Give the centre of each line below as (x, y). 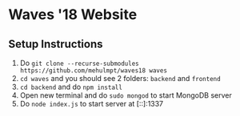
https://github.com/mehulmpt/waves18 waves (94, 71)
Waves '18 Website (73, 15)
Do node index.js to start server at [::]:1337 (92, 104)
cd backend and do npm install (71, 87)
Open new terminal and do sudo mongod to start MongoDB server (126, 95)
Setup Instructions (56, 44)
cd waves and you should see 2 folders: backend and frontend (120, 78)
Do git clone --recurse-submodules (79, 63)
